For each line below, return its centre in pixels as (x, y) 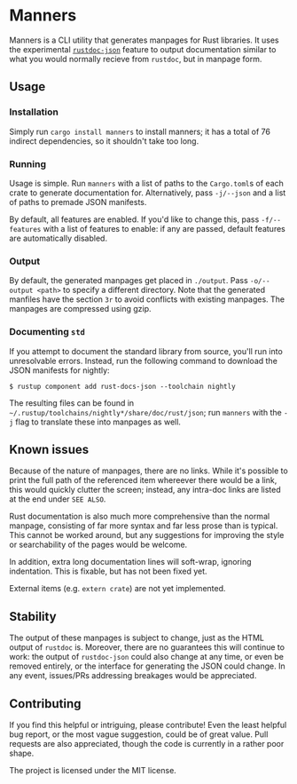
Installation (34, 112)
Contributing (45, 704)
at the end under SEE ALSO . (58, 499)
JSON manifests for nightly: (59, 370)
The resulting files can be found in (72, 403)
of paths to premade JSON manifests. (78, 202)
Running (28, 163)
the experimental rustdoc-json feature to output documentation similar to (143, 49)
